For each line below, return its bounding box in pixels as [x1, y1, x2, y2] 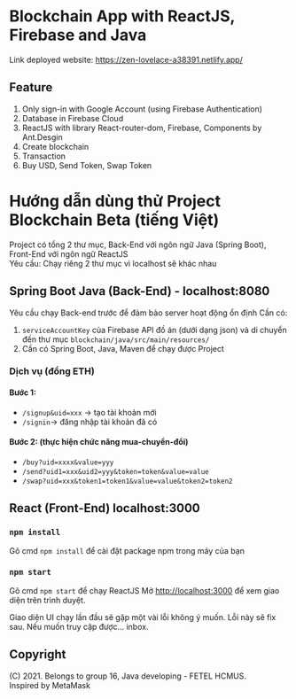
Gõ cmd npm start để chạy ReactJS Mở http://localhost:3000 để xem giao [9, 585, 280, 595]
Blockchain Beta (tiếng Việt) [9, 210, 220, 229]
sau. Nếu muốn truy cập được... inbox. [9, 621, 149, 632]
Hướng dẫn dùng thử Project [9, 190, 222, 211]
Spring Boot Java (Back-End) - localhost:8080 [9, 283, 270, 299]
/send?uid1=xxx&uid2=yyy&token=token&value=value [21, 467, 210, 476]
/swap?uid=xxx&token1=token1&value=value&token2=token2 [21, 477, 233, 485]
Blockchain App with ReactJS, [9, 6, 235, 27]
